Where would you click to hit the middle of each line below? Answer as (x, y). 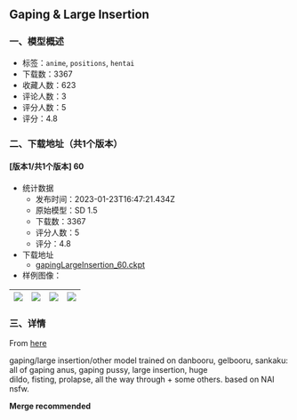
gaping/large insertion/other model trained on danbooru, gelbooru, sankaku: (149, 360)
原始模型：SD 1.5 (66, 210)
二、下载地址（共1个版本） (66, 143)
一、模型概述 (37, 42)
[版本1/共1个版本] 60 (47, 166)
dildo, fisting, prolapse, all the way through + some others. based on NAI (142, 380)
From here (28, 343)
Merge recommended (50, 406)
